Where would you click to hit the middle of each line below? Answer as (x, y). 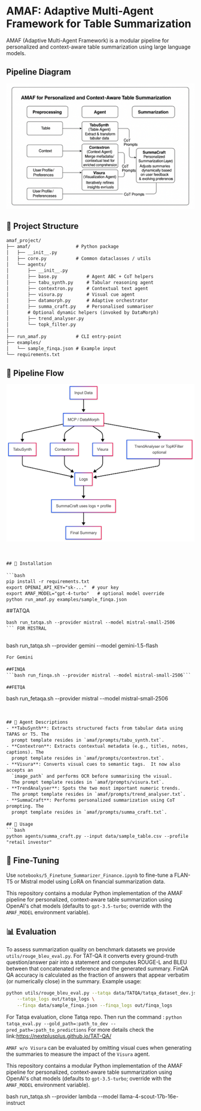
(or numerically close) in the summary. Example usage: (74, 981)
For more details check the (121, 1030)
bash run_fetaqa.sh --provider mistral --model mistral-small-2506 (87, 698)
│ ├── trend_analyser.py (45, 319)
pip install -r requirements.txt (48, 581)
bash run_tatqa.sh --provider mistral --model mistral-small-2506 (91, 622)
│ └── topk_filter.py (41, 325)
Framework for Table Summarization (99, 24)
